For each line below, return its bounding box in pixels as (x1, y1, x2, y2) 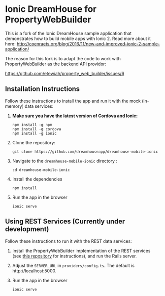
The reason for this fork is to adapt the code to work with (5, 55, 121, 61)
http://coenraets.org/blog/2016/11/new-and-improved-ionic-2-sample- (16, 41, 160, 46)
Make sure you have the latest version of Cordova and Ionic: (12, 113, 138, 119)
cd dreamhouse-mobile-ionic (12, 167, 70, 172)
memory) (5, 103, 24, 109)
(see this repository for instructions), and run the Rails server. (12, 253, 137, 259)
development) (5, 225, 49, 233)
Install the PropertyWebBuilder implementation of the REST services (12, 248, 151, 254)
